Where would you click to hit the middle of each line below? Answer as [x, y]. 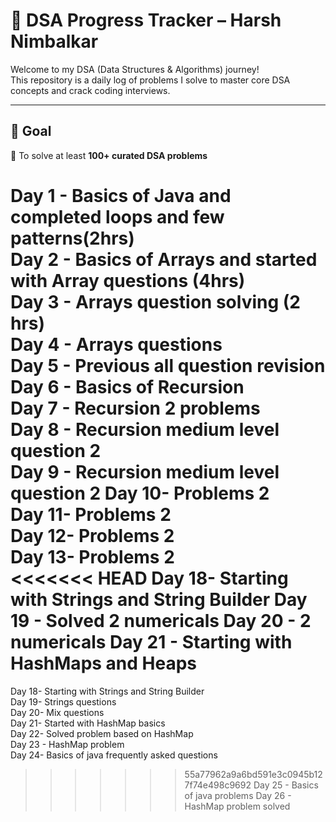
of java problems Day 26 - [238, 795]
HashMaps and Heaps [104, 663]
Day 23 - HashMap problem [67, 744]
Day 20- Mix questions [57, 712]
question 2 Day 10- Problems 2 [140, 493]
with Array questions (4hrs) [128, 280]
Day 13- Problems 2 [92, 556]
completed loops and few [117, 216]
